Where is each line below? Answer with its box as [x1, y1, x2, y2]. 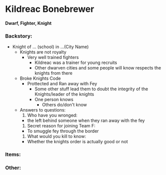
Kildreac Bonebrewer [5, 3, 94, 15]
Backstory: [5, 32, 32, 39]
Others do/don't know [42, 102, 87, 108]
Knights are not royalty [19, 49, 67, 55]
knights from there [34, 70, 73, 76]
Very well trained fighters [27, 55, 79, 60]
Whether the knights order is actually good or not [27, 139, 128, 145]
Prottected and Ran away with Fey [27, 81, 97, 87]
